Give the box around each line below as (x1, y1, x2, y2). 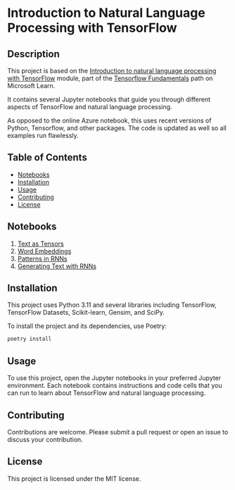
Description (7, 48, 60, 60)
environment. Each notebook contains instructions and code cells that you (7, 382, 222, 390)
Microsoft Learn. (7, 82, 56, 89)
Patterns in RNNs (17, 254, 68, 263)
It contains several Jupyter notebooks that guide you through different (7, 95, 211, 103)
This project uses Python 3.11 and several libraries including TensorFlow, (7, 301, 217, 309)
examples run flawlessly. (7, 132, 79, 139)
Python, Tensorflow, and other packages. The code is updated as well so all (7, 124, 227, 132)
